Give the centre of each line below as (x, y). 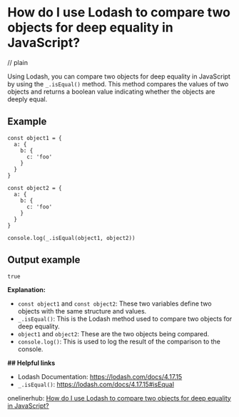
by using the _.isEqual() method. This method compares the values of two (118, 84)
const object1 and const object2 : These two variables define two (115, 303)
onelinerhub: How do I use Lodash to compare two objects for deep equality (119, 398)
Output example (44, 260)
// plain (18, 62)
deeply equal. (27, 99)
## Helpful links (31, 363)
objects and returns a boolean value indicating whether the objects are (111, 91)
